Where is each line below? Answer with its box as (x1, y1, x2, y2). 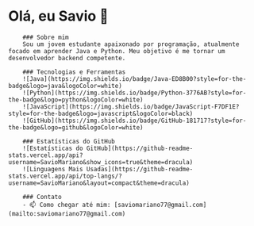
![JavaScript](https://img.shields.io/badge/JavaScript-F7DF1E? (22, 102, 240, 110)
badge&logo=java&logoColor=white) (8, 82, 123, 90)
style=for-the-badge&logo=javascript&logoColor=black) (8, 109, 194, 117)
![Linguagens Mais (22, 165, 83, 173)
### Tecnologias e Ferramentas (22, 67, 126, 76)
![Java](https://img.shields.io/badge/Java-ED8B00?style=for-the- (22, 75, 247, 82)
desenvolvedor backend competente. (8, 54, 126, 62)
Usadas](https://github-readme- (86, 165, 194, 173)
